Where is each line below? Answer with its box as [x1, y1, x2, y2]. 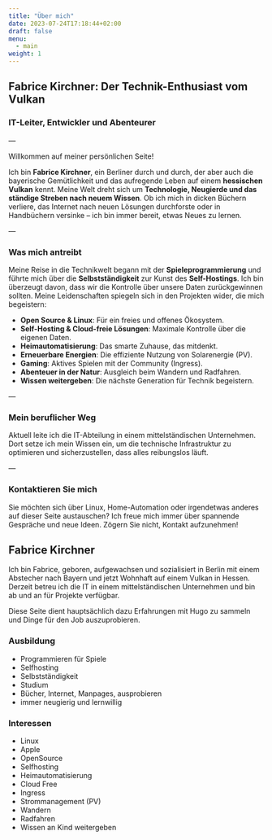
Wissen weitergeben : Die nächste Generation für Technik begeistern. [19, 375, 254, 385]
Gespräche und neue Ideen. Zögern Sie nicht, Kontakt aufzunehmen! [8, 519, 239, 529]
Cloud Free [19, 779, 58, 789]
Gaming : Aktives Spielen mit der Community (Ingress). [19, 358, 203, 368]
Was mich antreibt [8, 246, 83, 257]
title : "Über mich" [8, 11, 75, 20]
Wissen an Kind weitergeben [19, 822, 117, 832]
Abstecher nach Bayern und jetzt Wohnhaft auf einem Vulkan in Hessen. [8, 573, 250, 583]
